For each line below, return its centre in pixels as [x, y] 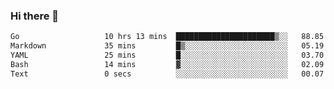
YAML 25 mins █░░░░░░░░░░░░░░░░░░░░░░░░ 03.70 [167, 55]
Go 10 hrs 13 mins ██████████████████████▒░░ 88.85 [167, 37]
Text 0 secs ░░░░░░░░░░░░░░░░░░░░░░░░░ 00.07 [167, 74]
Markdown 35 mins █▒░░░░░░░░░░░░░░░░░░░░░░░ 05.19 [167, 46]
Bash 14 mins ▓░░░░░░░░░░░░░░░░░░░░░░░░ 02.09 [167, 64]
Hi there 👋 [35, 16]
